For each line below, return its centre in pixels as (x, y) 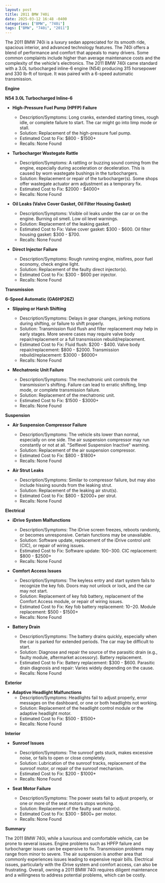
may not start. (34, 591)
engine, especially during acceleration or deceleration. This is (82, 168)
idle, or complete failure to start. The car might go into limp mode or (88, 123)
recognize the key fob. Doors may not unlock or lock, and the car (85, 586)
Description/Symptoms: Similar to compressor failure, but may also (87, 480)
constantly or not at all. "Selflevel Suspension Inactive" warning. (84, 445)
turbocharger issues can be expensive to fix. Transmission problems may (80, 849)
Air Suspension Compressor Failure (49, 425)
